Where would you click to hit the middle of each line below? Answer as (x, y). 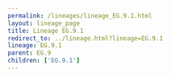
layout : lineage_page (44, 23)
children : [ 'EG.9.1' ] (44, 61)
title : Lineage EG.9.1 (46, 30)
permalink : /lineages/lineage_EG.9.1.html (80, 16)
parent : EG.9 (29, 53)
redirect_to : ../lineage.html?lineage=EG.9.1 (85, 38)
